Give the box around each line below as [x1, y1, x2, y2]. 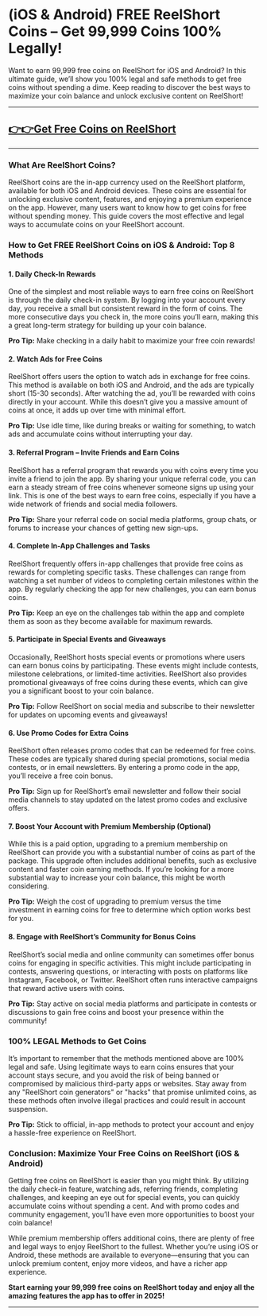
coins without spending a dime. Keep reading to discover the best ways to [8, 82, 251, 92]
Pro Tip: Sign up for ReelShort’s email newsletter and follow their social [8, 787, 241, 796]
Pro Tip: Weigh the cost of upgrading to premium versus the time [8, 896, 222, 907]
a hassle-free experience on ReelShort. [8, 1128, 137, 1137]
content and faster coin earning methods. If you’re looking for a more [8, 865, 234, 874]
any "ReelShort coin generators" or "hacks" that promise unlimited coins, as [8, 1087, 257, 1097]
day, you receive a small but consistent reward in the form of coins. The [8, 304, 243, 313]
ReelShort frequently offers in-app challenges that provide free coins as [8, 559, 244, 568]
